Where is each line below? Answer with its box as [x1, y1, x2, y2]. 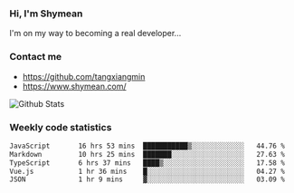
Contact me [9, 51, 62, 63]
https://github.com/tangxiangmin [22, 71, 146, 82]
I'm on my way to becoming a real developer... [9, 28, 182, 39]
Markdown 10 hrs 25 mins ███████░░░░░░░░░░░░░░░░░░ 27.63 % [9, 150, 285, 159]
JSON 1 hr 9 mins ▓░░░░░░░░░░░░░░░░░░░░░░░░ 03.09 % [9, 175, 285, 184]
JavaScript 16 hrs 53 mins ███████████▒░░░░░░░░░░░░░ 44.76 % [9, 141, 285, 150]
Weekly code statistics [9, 121, 112, 133]
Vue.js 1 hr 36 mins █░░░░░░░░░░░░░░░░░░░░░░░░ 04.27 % [9, 167, 285, 176]
